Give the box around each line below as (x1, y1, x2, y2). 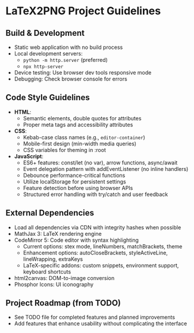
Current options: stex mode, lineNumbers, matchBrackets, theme (23, 242, 183, 250)
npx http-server (23, 64, 64, 70)
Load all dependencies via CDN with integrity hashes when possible (14, 223, 182, 231)
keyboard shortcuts (23, 268, 71, 275)
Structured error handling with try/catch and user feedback (23, 191, 168, 198)
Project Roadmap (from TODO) (5, 298, 121, 308)
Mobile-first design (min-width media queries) (23, 140, 137, 147)
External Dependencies (5, 208, 95, 218)
